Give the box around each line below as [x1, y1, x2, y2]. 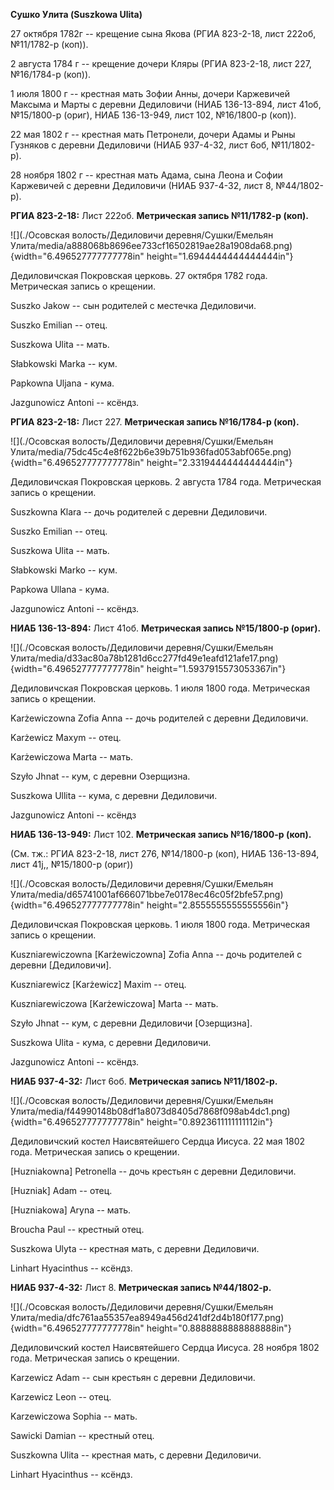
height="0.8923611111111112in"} [146, 1116, 273, 1128]
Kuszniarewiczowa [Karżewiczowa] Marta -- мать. [10, 998, 219, 1009]
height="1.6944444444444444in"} [146, 250, 294, 262]
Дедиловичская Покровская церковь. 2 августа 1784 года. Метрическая [10, 476, 322, 488]
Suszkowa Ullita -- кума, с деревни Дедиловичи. [10, 790, 218, 801]
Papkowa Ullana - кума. [10, 584, 110, 595]
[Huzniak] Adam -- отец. [10, 1185, 113, 1196]
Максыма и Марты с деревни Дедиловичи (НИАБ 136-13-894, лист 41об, [10, 99, 322, 110]
